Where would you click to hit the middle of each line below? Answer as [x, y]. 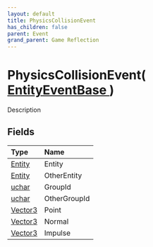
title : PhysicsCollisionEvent [52, 21]
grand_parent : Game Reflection [53, 40]
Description [24, 110]
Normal [56, 222]
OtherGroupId [67, 198]
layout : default [31, 14]
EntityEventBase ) [61, 90]
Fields [21, 132]
